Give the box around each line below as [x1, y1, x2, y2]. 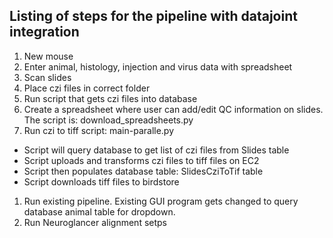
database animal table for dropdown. [23, 205, 176, 218]
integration [9, 24, 80, 41]
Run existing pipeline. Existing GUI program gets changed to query [23, 195, 299, 207]
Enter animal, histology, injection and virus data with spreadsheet [23, 60, 293, 73]
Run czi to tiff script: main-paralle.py [23, 124, 175, 136]
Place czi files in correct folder [23, 82, 151, 94]
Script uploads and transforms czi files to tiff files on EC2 [23, 154, 260, 166]
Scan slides [23, 71, 72, 83]
